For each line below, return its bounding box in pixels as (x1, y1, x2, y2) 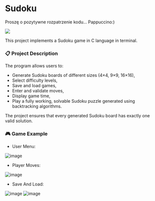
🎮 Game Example (5, 130, 48, 137)
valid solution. (5, 118, 33, 124)
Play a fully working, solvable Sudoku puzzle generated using (12, 98, 135, 104)
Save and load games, (12, 83, 57, 89)
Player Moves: (12, 162, 41, 168)
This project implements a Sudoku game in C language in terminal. (5, 37, 138, 43)
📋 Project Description (5, 50, 58, 56)
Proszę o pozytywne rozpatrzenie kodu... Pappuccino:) (5, 19, 115, 25)
